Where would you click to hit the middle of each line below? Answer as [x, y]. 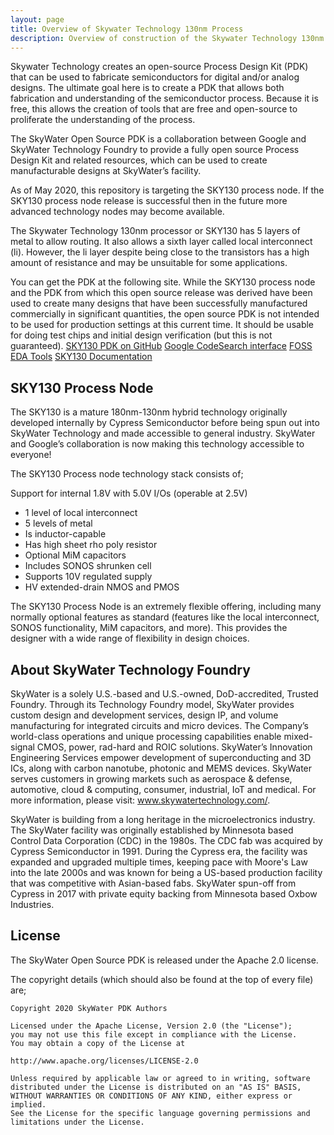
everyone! [31, 455]
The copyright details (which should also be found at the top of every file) [162, 979]
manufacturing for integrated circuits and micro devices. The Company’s [159, 725]
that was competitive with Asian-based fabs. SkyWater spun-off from [153, 883]
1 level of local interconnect [81, 513]
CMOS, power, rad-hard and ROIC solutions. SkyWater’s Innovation [174, 747]
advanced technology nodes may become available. [117, 212]
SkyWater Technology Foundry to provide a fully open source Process [155, 150]
